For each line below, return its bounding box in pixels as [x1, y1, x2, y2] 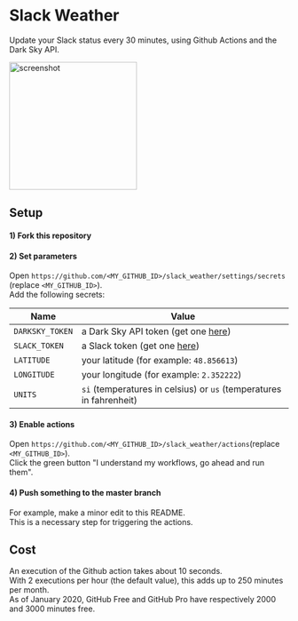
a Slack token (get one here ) [81, 339, 200, 352]
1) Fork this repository [9, 230, 91, 241]
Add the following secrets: [9, 290, 106, 300]
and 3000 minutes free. [9, 603, 96, 614]
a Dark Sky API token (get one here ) [81, 325, 231, 338]
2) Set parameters [9, 251, 78, 261]
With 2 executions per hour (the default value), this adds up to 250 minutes [9, 575, 284, 586]
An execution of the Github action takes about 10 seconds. [9, 566, 223, 577]
